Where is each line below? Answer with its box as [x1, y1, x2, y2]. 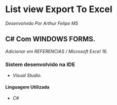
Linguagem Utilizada [5, 84, 50, 90]
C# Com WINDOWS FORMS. [5, 35, 96, 43]
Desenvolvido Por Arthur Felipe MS [5, 20, 79, 26]
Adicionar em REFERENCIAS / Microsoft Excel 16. [5, 48, 108, 54]
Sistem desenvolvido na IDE [5, 61, 75, 68]
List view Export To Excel [5, 4, 112, 15]
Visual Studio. [12, 72, 42, 79]
